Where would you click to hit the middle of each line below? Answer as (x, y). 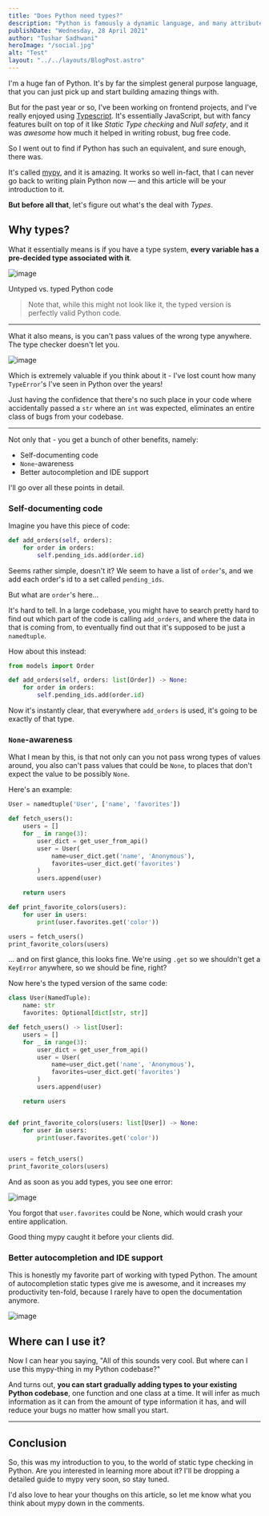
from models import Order (51, 666)
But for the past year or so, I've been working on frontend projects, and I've (133, 107)
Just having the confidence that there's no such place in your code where (130, 399)
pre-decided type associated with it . (70, 258)
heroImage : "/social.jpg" (51, 46)
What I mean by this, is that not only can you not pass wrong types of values (134, 757)
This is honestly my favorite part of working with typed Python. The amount (133, 1275)
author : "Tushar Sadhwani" (53, 38)
